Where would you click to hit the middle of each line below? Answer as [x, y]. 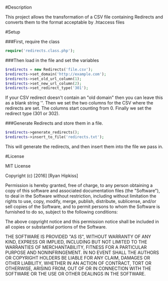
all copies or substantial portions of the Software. [56, 227]
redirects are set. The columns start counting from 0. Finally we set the [78, 108]
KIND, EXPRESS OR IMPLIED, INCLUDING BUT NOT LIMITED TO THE [76, 242]
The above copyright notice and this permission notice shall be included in [82, 221]
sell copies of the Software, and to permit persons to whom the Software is [83, 206]
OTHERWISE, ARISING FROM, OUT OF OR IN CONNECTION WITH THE [78, 268]
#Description [19, 7]
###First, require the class [33, 41]
